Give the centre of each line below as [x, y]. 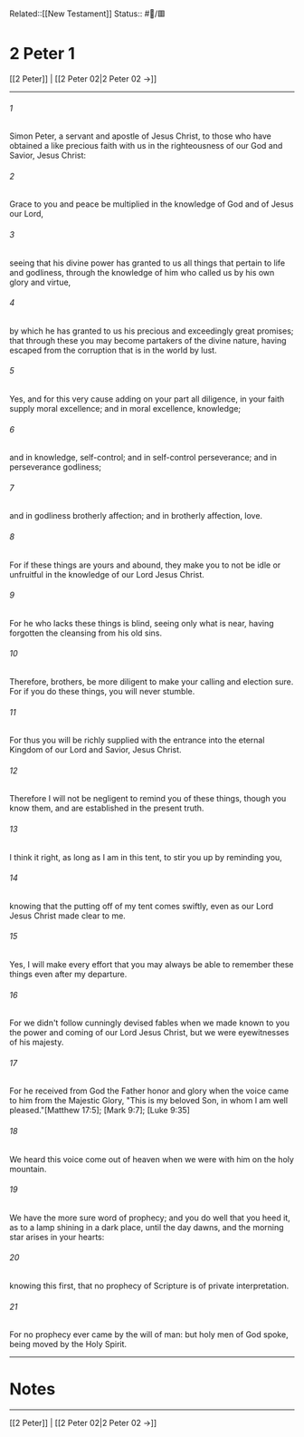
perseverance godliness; [56, 467]
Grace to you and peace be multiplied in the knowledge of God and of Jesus [152, 204]
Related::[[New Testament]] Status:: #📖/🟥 [87, 14]
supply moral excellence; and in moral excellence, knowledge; [125, 408]
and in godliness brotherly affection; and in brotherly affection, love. [136, 516]
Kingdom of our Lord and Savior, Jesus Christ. [96, 750]
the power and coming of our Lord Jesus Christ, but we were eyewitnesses [149, 1033]
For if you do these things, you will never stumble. [102, 691]
